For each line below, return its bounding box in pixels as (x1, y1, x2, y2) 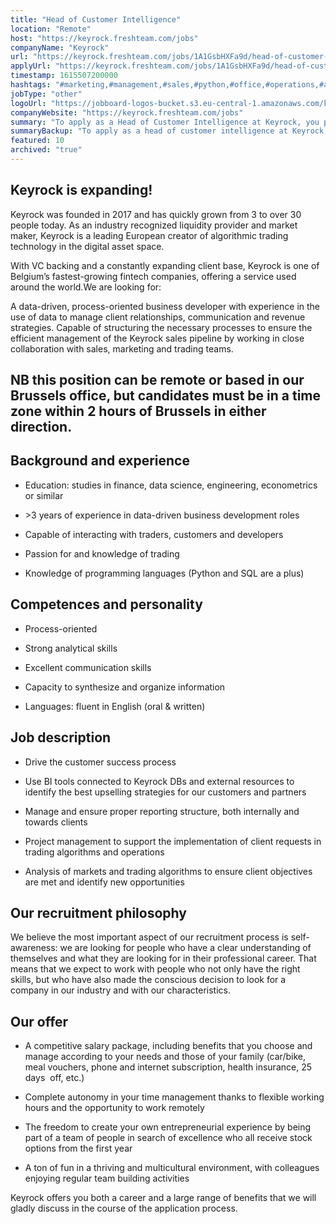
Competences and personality (10, 596, 203, 613)
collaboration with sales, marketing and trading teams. (10, 342, 234, 355)
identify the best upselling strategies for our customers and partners (24, 786, 307, 798)
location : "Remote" (10, 24, 92, 34)
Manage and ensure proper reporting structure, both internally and (24, 805, 300, 817)
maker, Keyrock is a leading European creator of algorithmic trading (10, 229, 289, 241)
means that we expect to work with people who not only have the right (10, 963, 301, 975)
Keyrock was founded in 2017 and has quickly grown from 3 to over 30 (10, 208, 302, 220)
